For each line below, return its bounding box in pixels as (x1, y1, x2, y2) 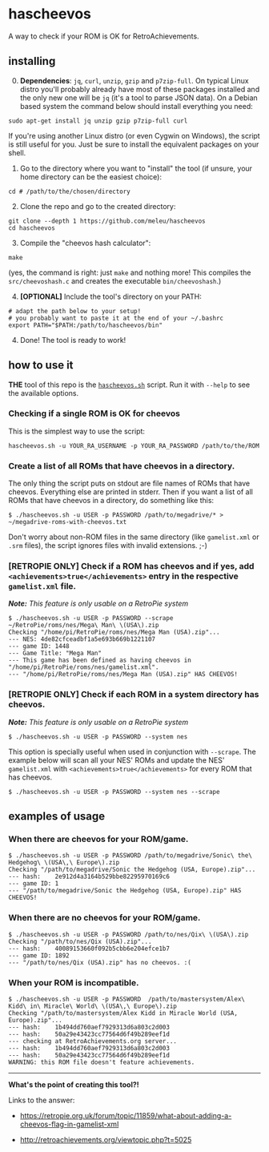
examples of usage (8, 810, 106, 824)
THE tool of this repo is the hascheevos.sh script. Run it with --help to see (8, 380, 251, 389)
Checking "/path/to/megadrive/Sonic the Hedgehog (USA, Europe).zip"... (8, 866, 256, 874)
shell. (8, 147, 26, 157)
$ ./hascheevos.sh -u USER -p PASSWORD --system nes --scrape (8, 787, 220, 796)
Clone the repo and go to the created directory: (19, 201, 176, 211)
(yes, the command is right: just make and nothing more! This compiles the (8, 268, 251, 277)
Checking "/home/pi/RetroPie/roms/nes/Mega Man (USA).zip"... (8, 628, 220, 637)
